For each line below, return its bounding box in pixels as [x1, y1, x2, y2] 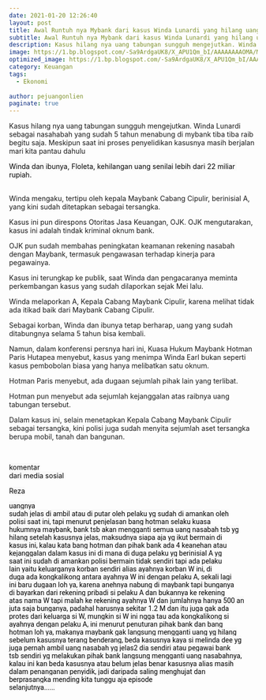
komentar [9, 462, 40, 472]
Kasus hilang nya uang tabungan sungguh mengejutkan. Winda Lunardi [9, 122, 242, 131]
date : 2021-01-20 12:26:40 [9, 11, 98, 20]
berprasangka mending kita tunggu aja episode [9, 676, 153, 684]
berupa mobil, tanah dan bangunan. [9, 432, 126, 442]
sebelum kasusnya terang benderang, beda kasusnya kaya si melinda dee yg [9, 636, 242, 645]
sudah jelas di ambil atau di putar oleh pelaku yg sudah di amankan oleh [9, 510, 230, 518]
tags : [9, 70, 27, 78]
